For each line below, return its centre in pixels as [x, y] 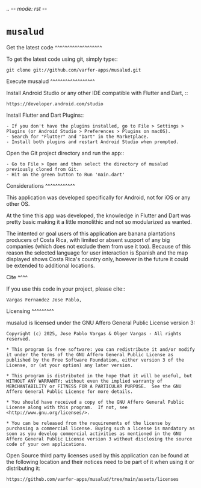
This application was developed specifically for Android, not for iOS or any [98, 197]
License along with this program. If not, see [67, 407]
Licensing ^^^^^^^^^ [30, 311]
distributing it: [23, 468]
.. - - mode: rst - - [27, 9]
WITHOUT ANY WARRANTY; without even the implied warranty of [85, 381]
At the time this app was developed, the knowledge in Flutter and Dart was [99, 215]
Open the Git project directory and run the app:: [65, 153]
